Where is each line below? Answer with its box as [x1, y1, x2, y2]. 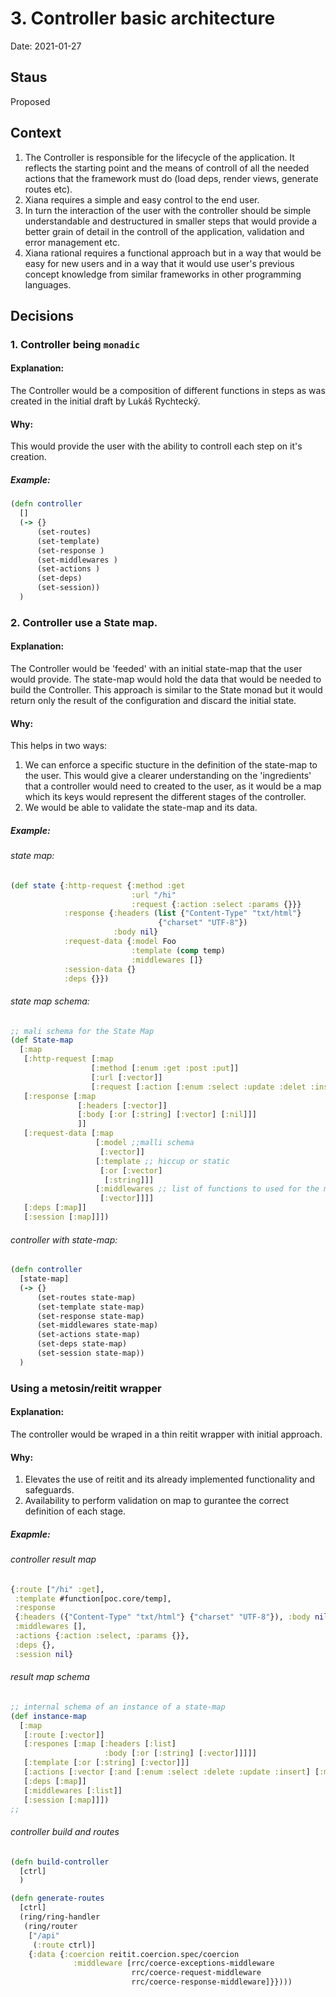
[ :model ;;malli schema [95, 1138, 195, 1148]
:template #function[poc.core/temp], [14, 1593, 172, 1604]
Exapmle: [10, 1528, 51, 1540]
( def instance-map [10, 1711, 87, 1721]
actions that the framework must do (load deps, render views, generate [24, 172, 319, 184]
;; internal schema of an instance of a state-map [10, 1702, 226, 1712]
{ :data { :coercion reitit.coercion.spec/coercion [28, 1949, 240, 1959]
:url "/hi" [131, 890, 177, 900]
